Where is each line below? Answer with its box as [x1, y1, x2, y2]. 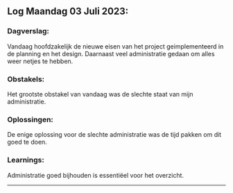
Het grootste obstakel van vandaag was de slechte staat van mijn [7, 90, 193, 98]
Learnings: [7, 156, 45, 165]
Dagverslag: [7, 26, 50, 36]
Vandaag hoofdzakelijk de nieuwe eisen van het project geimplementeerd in [7, 42, 224, 51]
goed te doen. [7, 138, 47, 146]
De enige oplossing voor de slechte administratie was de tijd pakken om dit [7, 131, 222, 139]
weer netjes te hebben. [7, 57, 74, 65]
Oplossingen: [7, 115, 54, 124]
